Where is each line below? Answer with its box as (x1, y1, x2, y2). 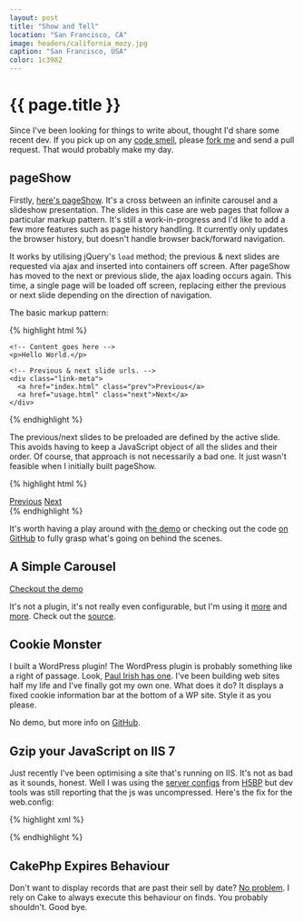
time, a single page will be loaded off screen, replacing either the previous (9, 279, 287, 291)
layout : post (9, 13, 59, 23)
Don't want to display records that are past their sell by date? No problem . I (9, 883, 290, 893)
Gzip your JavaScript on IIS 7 (9, 743, 176, 759)
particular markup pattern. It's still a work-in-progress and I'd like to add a (9, 214, 286, 225)
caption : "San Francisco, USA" (9, 47, 128, 56)
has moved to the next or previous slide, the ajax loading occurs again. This (9, 270, 292, 281)
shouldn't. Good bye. (9, 902, 88, 912)
